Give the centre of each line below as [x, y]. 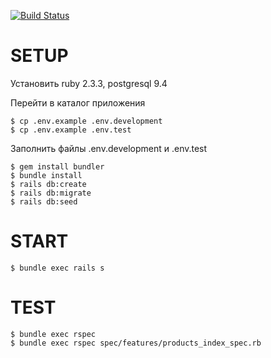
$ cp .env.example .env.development [86, 121]
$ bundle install [46, 175]
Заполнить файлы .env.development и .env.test [109, 148]
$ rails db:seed [44, 201]
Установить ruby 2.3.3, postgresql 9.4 [89, 83]
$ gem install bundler [57, 166]
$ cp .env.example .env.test [71, 130]
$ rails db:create [48, 184]
